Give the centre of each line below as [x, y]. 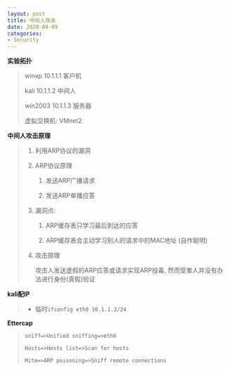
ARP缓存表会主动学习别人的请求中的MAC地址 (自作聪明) [127, 241]
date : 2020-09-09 [33, 27]
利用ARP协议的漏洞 [63, 151]
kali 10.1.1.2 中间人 [50, 91]
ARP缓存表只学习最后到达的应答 [92, 225]
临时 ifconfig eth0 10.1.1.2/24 [81, 309]
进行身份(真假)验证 [68, 279]
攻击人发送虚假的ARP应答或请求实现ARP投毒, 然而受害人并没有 [126, 270]
